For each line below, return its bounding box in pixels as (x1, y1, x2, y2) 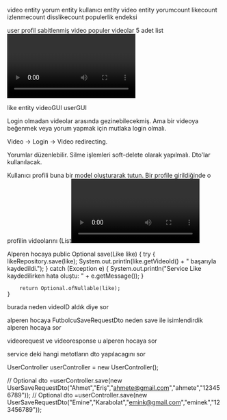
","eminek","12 (181, 398, 221, 406)
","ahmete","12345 (169, 384, 220, 392)
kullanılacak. (7, 158, 42, 166)
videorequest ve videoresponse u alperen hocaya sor (7, 337, 157, 345)
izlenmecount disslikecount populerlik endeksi (7, 13, 138, 21)
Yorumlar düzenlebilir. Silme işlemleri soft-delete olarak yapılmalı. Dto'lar (7, 150, 211, 159)
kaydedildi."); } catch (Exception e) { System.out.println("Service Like (7, 265, 202, 272)
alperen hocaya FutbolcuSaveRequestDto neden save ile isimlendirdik (7, 316, 203, 324)
